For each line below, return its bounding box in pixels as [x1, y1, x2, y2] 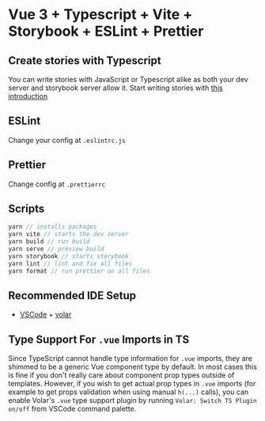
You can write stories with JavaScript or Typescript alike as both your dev [8, 75, 248, 84]
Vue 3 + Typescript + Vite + [8, 6, 193, 24]
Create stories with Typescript [8, 54, 161, 67]
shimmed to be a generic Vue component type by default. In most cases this [8, 362, 257, 372]
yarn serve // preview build [8, 245, 104, 254]
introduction [8, 92, 48, 100]
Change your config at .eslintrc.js [8, 135, 126, 145]
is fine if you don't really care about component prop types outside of [8, 370, 235, 380]
